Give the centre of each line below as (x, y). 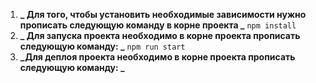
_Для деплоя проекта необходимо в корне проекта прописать (157, 57)
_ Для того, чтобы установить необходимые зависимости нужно (163, 14)
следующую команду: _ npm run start (102, 46)
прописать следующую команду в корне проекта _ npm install (158, 25)
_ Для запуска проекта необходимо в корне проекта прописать (160, 35)
